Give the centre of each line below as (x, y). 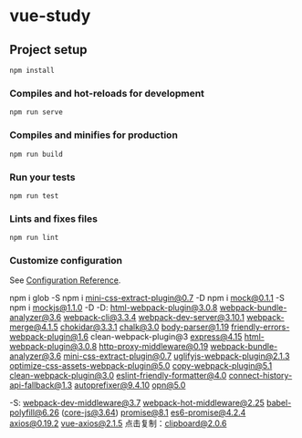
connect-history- (260, 376)
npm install (32, 70)
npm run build (36, 154)
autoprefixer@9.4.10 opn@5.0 (130, 385)
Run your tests (42, 177)
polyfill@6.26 (34, 412)
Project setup (49, 50)
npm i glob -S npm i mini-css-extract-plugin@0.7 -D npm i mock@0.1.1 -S (147, 298)
